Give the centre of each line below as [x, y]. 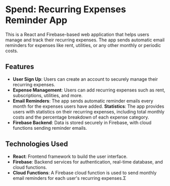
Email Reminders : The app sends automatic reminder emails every [83, 101]
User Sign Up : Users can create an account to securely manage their [85, 79]
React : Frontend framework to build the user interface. [70, 156]
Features [20, 67]
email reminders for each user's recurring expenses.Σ [69, 178]
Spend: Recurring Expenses [66, 9]
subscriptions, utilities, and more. [47, 95]
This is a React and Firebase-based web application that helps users [77, 34]
